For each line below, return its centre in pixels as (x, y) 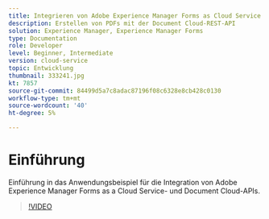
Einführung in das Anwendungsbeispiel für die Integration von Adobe (123, 182)
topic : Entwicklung (41, 68)
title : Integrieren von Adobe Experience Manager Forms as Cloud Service (135, 16)
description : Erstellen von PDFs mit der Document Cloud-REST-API (122, 23)
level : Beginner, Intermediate (61, 53)
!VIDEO (40, 206)
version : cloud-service (48, 61)
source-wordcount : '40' (48, 105)
